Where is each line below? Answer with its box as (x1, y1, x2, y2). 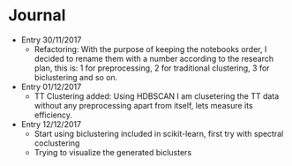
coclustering (34, 138, 80, 148)
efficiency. (34, 109, 72, 120)
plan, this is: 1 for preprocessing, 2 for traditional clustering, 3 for (34, 63, 270, 73)
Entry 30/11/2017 (20, 34, 82, 45)
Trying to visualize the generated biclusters (34, 147, 192, 157)
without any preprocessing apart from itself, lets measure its (34, 100, 253, 110)
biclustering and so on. (34, 72, 118, 82)
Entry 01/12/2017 (20, 81, 82, 92)
